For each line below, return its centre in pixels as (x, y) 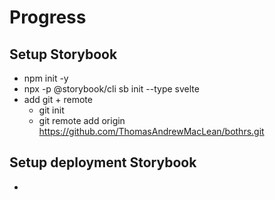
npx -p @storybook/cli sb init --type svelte (111, 89)
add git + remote (58, 99)
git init (51, 110)
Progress (48, 17)
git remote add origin (82, 120)
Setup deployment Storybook (103, 162)
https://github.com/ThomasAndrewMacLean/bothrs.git (151, 131)
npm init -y (46, 78)
